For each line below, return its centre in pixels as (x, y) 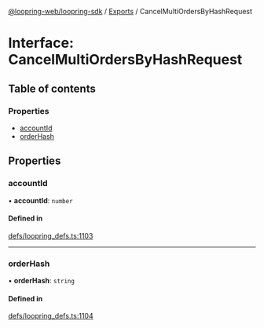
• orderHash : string (41, 281)
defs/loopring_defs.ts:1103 (51, 235)
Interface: (41, 43)
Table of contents (52, 88)
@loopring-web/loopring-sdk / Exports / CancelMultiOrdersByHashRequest (130, 11)
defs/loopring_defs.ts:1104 (51, 316)
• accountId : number (40, 200)
